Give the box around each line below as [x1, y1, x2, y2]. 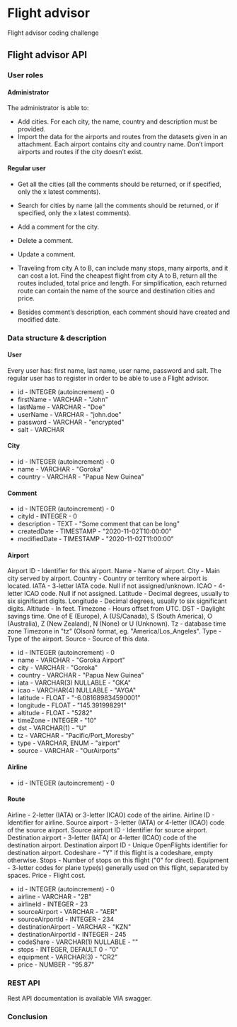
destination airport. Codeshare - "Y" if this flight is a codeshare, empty [7, 848, 214, 857]
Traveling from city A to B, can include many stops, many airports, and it [17, 263, 229, 272]
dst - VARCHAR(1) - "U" [17, 724, 87, 732]
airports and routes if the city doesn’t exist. [17, 148, 144, 156]
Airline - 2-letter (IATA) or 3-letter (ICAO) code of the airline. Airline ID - [7, 810, 215, 819]
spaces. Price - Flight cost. [7, 871, 86, 879]
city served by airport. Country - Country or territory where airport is [7, 574, 207, 583]
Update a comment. [17, 250, 76, 259]
